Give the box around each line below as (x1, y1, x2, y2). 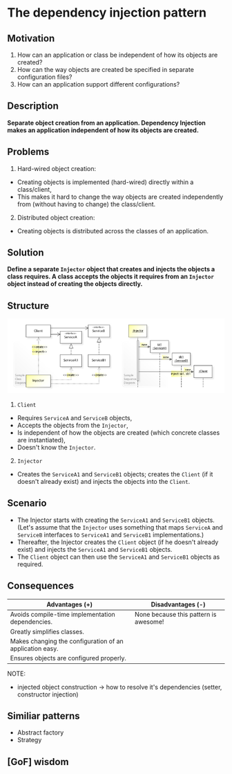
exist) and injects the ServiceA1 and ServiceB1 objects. (17, 545, 173, 553)
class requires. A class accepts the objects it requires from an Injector (7, 272, 214, 281)
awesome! (134, 618, 164, 626)
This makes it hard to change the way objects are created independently (17, 192, 224, 201)
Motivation (7, 33, 55, 44)
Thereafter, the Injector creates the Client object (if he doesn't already (17, 538, 219, 546)
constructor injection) (17, 690, 79, 699)
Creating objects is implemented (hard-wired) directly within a (17, 178, 194, 186)
